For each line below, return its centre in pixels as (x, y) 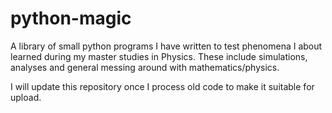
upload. (26, 97)
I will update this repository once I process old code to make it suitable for (162, 86)
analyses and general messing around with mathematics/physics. (145, 67)
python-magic (71, 18)
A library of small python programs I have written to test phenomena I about (166, 46)
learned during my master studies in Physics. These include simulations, (159, 56)
